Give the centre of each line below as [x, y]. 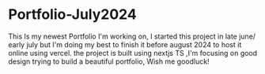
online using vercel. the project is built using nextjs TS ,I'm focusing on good [133, 53]
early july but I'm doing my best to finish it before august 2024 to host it [125, 44]
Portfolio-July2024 [72, 15]
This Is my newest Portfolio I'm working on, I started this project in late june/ [132, 36]
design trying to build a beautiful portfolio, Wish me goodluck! [109, 61]
